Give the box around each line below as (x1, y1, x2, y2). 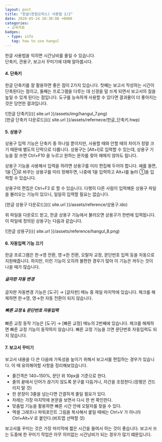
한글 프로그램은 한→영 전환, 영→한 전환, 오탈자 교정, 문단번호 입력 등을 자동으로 (5, 252, 155, 258)
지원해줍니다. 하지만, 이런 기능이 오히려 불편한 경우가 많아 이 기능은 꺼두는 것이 (5, 258, 153, 264)
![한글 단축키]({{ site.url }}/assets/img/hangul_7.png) (5, 110, 107, 116)
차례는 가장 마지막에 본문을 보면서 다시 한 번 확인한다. (12, 397, 113, 403)
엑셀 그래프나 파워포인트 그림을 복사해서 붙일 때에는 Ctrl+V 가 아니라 (12, 409, 141, 415)
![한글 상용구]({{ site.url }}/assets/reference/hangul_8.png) (5, 228, 120, 234)
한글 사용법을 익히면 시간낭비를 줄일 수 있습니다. (5, 52, 96, 58)
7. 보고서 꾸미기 (5, 345, 34, 350)
